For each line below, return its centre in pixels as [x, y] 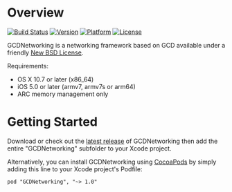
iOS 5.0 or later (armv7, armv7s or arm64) [77, 86]
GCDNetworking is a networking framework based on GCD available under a [116, 45]
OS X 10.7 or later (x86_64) [55, 79]
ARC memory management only [63, 94]
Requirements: [28, 66]
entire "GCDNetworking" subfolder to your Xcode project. [89, 148]
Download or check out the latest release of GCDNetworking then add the [113, 141]
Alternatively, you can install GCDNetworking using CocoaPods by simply [112, 162]
